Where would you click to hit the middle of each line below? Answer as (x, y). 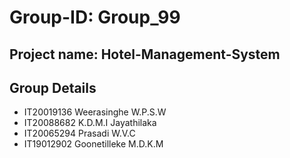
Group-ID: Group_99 (95, 17)
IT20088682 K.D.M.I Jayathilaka (90, 123)
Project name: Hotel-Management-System (145, 54)
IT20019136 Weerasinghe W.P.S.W (95, 112)
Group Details (53, 87)
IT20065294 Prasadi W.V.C (79, 133)
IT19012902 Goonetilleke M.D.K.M (93, 144)
